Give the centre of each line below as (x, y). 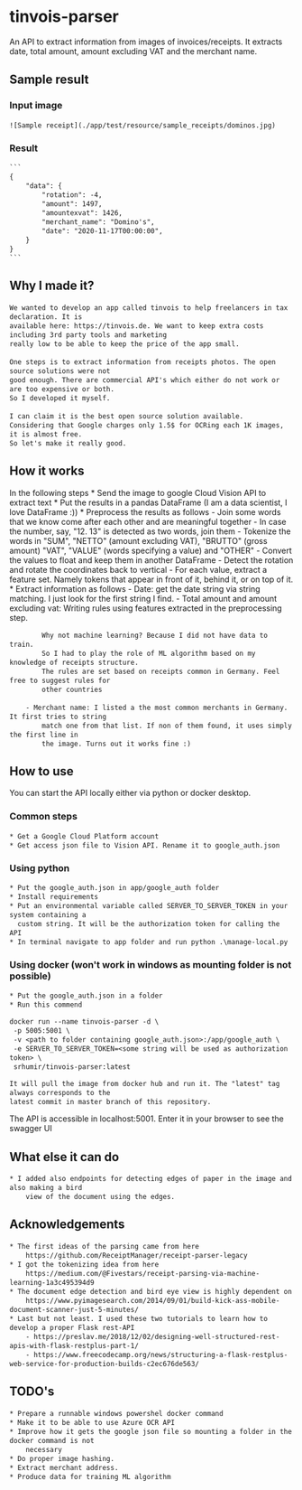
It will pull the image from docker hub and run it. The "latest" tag (145, 1084)
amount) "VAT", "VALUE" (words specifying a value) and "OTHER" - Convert (151, 550)
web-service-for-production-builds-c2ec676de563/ (105, 1363)
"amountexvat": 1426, (82, 213)
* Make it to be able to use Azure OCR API (92, 1422)
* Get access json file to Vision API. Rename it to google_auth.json (145, 845)
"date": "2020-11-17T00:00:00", (103, 231)
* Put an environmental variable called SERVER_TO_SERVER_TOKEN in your (149, 905)
